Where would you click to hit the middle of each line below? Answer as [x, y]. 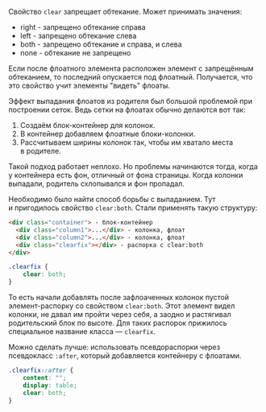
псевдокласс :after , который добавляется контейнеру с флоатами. [125, 356]
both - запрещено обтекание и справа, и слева [101, 44]
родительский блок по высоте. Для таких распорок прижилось [118, 323]
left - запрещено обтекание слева [78, 36]
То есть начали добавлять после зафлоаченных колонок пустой [119, 297]
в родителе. [41, 151]
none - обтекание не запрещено [75, 53]
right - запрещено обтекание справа [83, 27]
